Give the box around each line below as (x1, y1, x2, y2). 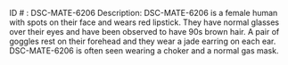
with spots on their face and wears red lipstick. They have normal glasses (9, 17, 280, 28)
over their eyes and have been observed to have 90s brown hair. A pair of (9, 27, 280, 37)
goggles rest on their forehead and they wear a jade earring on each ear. (9, 36, 276, 46)
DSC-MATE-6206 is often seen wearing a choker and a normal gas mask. (9, 45, 279, 56)
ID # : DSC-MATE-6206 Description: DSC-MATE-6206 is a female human (9, 8, 278, 18)
